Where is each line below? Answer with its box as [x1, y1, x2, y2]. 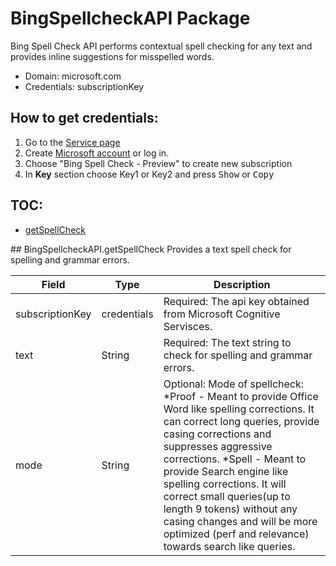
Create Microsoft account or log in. [24, 147, 170, 159]
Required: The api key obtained [163, 294, 310, 308]
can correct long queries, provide [163, 414, 320, 428]
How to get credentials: [10, 110, 159, 127]
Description [213, 277, 271, 291]
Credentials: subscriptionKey [24, 80, 145, 92]
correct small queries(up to [163, 489, 291, 503]
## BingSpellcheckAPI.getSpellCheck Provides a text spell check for [10, 243, 292, 255]
